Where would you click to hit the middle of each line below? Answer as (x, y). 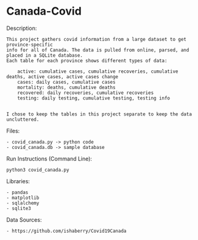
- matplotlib (23, 198)
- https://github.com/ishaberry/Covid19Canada (66, 231)
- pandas (17, 192)
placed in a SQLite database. (45, 55)
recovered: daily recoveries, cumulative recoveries (86, 93)
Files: (13, 131)
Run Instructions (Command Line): (49, 158)
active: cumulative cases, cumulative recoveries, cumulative (98, 71)
